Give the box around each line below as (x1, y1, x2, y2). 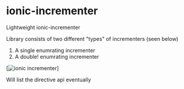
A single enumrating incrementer (14, 46, 95, 54)
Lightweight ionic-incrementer (6, 24, 80, 31)
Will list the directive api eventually (6, 76, 91, 83)
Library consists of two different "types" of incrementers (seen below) (6, 35, 179, 42)
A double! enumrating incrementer (14, 53, 99, 60)
